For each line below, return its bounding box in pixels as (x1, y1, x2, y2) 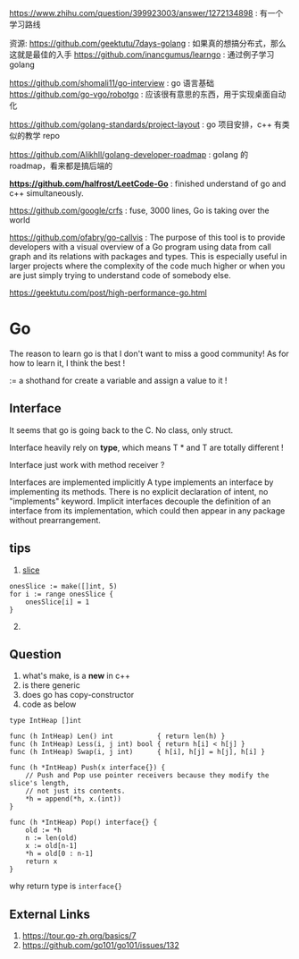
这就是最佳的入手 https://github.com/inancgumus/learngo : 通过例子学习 (9, 49, 275, 60)
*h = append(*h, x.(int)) (25, 794, 122, 803)
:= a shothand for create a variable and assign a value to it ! (9, 375, 228, 386)
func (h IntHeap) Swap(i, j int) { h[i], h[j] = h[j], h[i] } (9, 748, 266, 757)
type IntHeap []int (9, 717, 82, 726)
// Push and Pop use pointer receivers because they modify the (25, 771, 270, 780)
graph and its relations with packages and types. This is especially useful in (9, 251, 287, 261)
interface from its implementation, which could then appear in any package (9, 505, 286, 516)
